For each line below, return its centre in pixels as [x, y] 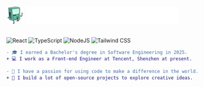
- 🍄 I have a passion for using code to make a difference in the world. [103, 72]
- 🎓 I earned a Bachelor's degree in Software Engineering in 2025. [97, 52]
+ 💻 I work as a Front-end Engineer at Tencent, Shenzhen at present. [99, 59]
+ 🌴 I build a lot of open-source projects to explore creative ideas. [100, 78]
